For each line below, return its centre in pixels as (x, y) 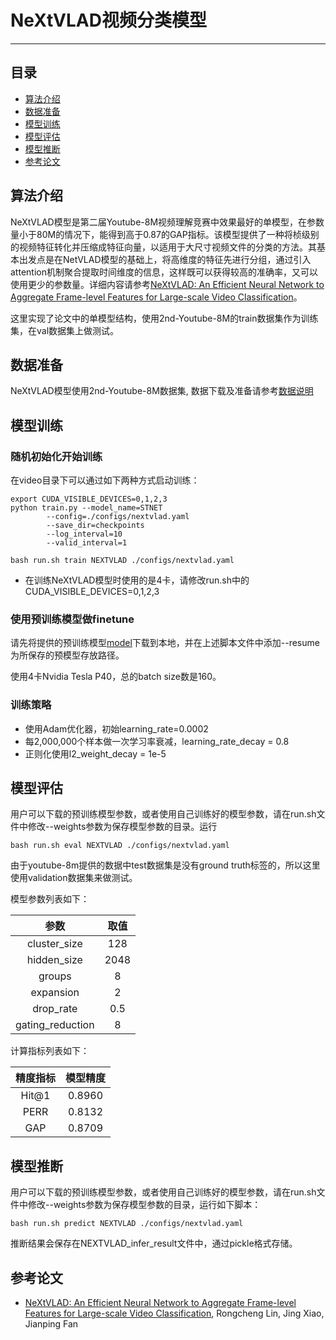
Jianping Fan (51, 1324)
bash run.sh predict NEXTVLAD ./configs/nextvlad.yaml (127, 1224)
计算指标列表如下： (50, 1051)
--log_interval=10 (84, 534)
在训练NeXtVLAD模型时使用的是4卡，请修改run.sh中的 (137, 580)
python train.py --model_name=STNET (86, 508)
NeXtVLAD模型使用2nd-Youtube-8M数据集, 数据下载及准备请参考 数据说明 (162, 391)
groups (55, 976)
